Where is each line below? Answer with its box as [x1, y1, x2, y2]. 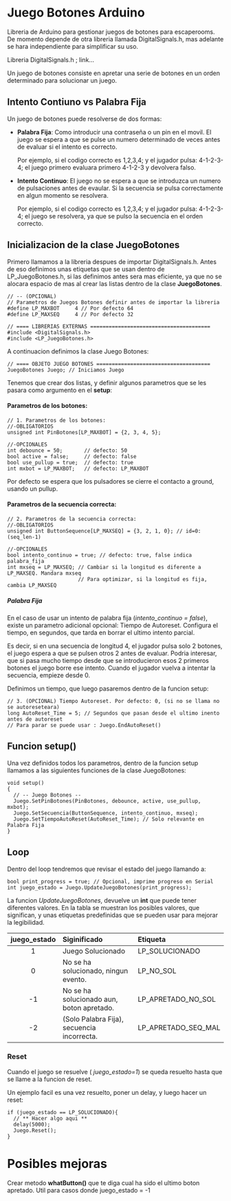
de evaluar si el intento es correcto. [16, 143, 118, 151]
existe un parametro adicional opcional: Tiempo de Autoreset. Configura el [7, 621, 219, 629]
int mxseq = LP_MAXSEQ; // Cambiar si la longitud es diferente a [7, 564, 201, 571]
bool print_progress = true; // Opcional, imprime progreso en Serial [7, 878, 214, 885]
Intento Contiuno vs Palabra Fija [7, 96, 146, 108]
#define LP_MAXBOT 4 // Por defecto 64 [7, 305, 134, 311]
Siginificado [62, 934, 103, 944]
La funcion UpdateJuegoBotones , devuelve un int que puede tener [7, 896, 197, 904]
